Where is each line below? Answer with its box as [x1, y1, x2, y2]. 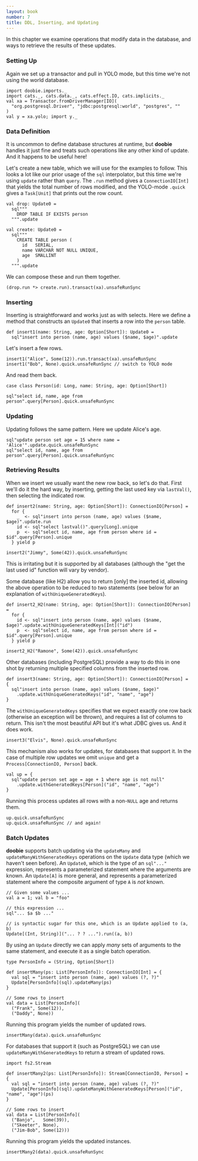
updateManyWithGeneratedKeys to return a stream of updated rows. [6, 1049, 165, 1056]
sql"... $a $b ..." [6, 911, 54, 916]
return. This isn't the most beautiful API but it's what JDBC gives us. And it [6, 720, 187, 727]
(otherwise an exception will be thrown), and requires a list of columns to [6, 713, 183, 720]
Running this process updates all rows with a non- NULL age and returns [6, 797, 179, 804]
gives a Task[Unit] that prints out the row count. [6, 189, 124, 196]
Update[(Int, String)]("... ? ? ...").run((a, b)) [6, 931, 133, 937]
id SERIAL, [21, 242, 54, 248]
